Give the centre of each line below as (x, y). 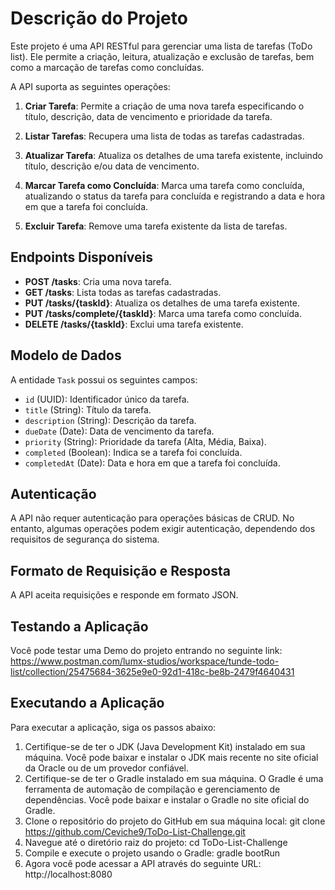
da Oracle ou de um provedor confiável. (106, 768)
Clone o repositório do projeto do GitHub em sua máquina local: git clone (175, 821)
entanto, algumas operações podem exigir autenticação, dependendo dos (163, 529)
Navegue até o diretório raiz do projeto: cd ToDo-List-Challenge (156, 842)
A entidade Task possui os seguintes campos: (104, 379)
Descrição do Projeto (99, 18)
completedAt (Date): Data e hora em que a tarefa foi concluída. (152, 463)
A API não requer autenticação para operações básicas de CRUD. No (152, 518)
